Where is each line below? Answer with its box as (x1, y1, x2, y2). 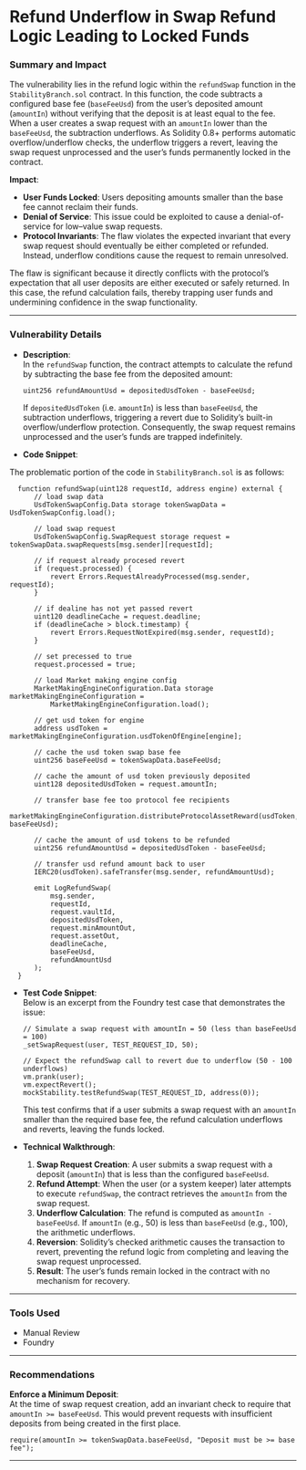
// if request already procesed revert (33, 556, 185, 565)
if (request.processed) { (33, 564, 132, 573)
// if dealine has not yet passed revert (33, 604, 194, 613)
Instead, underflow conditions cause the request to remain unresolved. (22, 250, 289, 261)
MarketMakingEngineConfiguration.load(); (49, 700, 209, 709)
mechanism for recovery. (36, 1275, 130, 1286)
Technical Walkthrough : (22, 1141, 116, 1152)
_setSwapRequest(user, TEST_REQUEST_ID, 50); (22, 1040, 199, 1049)
